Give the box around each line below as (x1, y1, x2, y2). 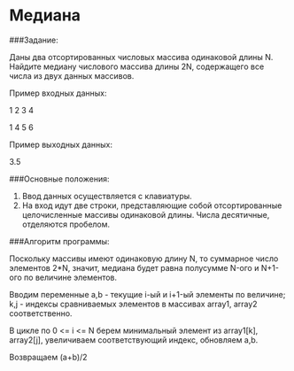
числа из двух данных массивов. (9, 70, 135, 81)
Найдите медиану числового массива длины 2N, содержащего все (9, 61, 265, 72)
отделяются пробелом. (21, 219, 111, 229)
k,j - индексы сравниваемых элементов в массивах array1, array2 (9, 298, 259, 309)
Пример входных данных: (9, 88, 107, 98)
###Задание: (9, 35, 59, 45)
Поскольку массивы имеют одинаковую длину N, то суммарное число (9, 253, 279, 264)
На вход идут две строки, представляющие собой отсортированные (21, 200, 282, 211)
